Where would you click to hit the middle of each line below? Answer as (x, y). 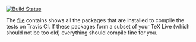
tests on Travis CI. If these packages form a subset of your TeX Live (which (98, 27)
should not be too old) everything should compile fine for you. (82, 33)
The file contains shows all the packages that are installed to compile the (95, 20)
